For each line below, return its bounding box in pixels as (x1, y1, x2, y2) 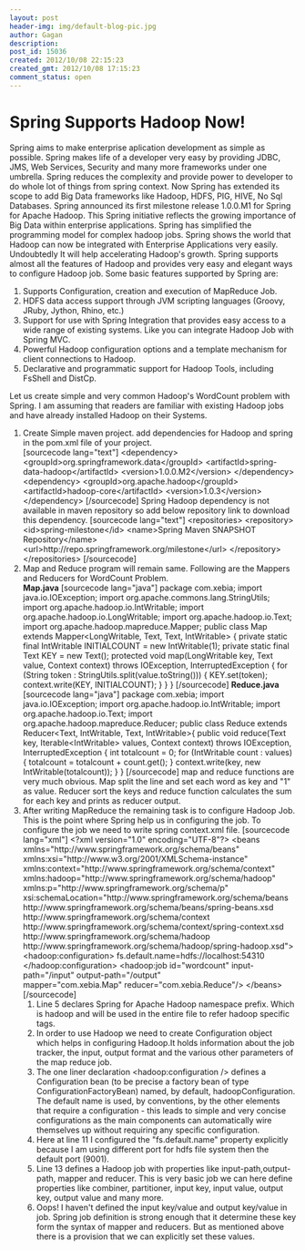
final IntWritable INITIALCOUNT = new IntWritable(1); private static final (22, 640, 290, 651)
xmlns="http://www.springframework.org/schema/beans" (22, 844, 239, 855)
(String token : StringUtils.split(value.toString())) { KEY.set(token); (22, 669, 269, 680)
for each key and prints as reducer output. (22, 795, 181, 806)
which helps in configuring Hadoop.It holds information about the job (36, 1037, 295, 1048)
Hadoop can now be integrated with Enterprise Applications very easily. (9, 239, 279, 250)
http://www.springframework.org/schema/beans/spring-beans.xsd (22, 901, 274, 912)
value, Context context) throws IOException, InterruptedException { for (22, 660, 289, 671)
